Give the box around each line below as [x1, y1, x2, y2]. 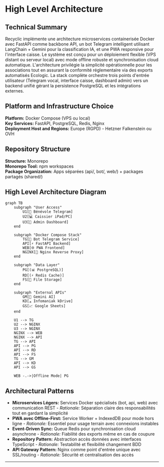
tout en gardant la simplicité [12, 410, 68, 416]
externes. [5, 88, 24, 94]
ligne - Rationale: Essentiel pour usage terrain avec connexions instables [12, 420, 159, 427]
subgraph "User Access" [14, 205, 62, 210]
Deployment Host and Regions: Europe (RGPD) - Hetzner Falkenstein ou [5, 125, 152, 131]
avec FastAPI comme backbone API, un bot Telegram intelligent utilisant [5, 41, 150, 47]
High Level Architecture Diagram [5, 188, 106, 197]
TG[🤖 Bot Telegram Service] [22, 237, 80, 242]
